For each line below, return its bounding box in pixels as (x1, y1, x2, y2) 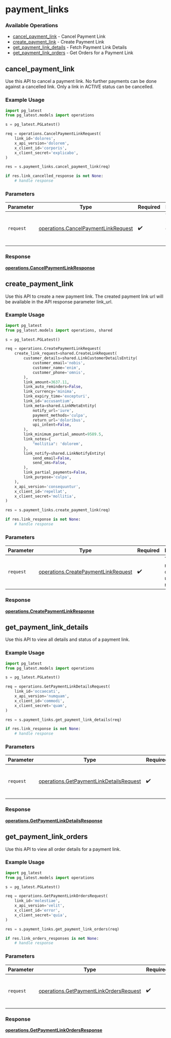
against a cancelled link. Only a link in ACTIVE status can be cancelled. (5, 83, 154, 90)
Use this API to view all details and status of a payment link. (5, 636, 130, 643)
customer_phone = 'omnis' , (32, 370, 85, 375)
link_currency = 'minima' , (23, 389, 76, 394)
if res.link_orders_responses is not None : (5, 936, 99, 941)
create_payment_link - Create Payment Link (12, 39, 104, 45)
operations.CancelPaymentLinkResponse (5, 264, 95, 271)
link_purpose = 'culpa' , (23, 475, 72, 480)
